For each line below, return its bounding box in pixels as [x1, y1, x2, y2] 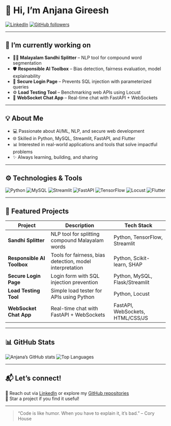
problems [12, 149, 33, 155]
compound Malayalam [50, 237, 104, 244]
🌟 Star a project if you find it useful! [5, 395, 80, 402]
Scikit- [133, 254, 150, 262]
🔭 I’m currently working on [5, 41, 91, 50]
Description [65, 222, 94, 229]
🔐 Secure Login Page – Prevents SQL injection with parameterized [12, 78, 152, 84]
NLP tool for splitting [50, 231, 100, 238]
